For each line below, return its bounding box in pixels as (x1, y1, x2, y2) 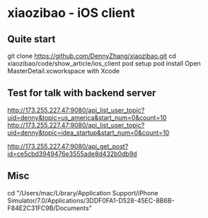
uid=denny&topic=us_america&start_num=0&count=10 (7, 113, 167, 121)
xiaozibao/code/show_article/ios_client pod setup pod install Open (7, 59, 202, 68)
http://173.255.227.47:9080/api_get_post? (7, 142, 129, 150)
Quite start (7, 33, 56, 45)
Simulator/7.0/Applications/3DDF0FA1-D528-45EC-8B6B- (7, 196, 175, 205)
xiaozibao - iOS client (7, 5, 136, 21)
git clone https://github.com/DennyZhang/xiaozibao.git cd (7, 52, 177, 60)
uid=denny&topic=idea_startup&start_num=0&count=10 (7, 128, 170, 137)
